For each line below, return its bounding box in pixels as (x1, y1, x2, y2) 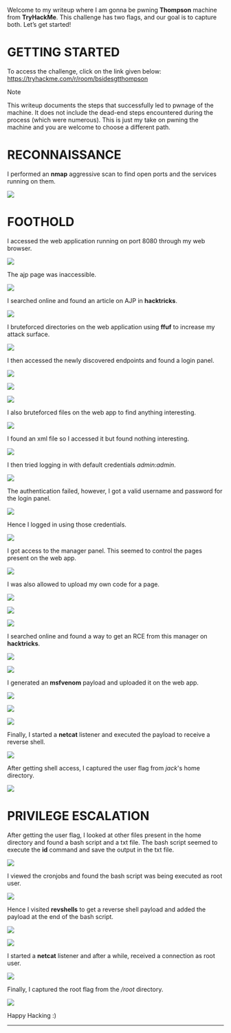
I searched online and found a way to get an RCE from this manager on (7, 632, 208, 640)
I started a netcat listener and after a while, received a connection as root (7, 951, 215, 959)
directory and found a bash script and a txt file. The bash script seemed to (7, 838, 218, 846)
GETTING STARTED (7, 45, 120, 60)
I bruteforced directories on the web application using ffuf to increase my (7, 322, 215, 331)
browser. (7, 244, 32, 252)
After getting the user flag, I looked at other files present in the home (7, 831, 201, 839)
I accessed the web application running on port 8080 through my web (7, 236, 206, 245)
